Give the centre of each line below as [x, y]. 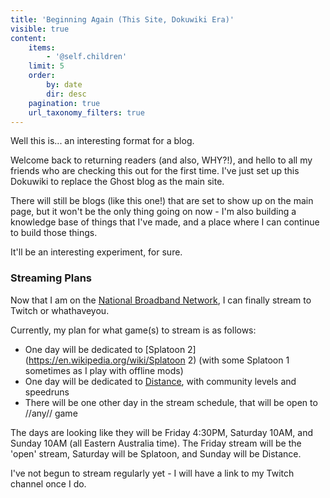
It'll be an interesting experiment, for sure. [96, 252]
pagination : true [64, 103]
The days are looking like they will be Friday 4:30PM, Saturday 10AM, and [162, 432]
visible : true [40, 29]
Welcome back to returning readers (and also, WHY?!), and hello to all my [161, 160]
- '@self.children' [87, 57]
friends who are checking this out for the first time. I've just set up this [155, 171]
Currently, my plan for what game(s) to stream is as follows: [133, 330]
